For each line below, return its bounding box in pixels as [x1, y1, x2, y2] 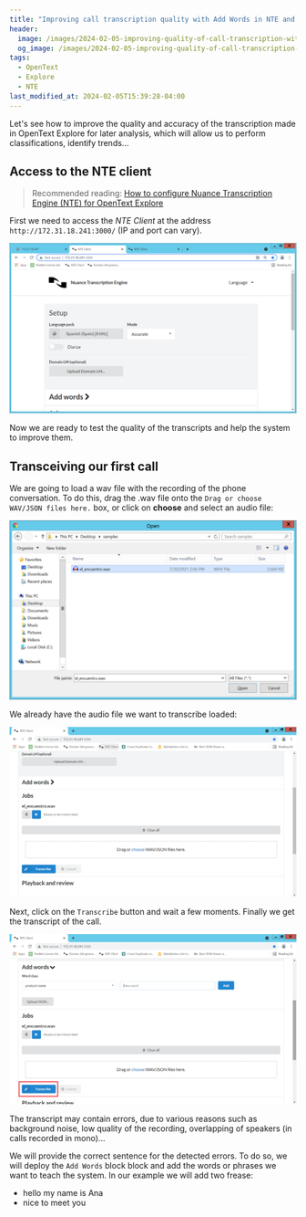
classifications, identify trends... [9, 137, 129, 148]
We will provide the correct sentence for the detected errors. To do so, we [9, 1150, 288, 1161]
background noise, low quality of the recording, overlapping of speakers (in [9, 1123, 293, 1134]
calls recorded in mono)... [9, 1132, 106, 1143]
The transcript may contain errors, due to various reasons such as [9, 1113, 258, 1124]
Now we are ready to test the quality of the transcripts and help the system [9, 423, 291, 434]
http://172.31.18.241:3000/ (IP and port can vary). [9, 225, 202, 236]
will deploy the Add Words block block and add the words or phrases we [9, 1159, 277, 1170]
